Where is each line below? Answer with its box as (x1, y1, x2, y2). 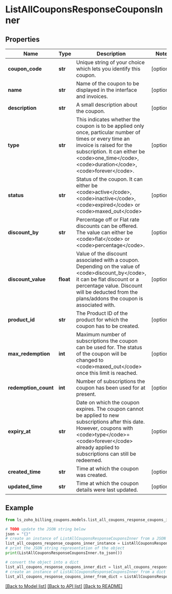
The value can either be (76, 229, 133, 236)
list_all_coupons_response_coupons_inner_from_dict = (5, 574, 123, 579)
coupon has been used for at (76, 384, 146, 391)
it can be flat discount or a (76, 276, 139, 283)
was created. (76, 471, 107, 478)
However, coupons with (76, 425, 133, 432)
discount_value (8, 276, 46, 283)
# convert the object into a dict (5, 560, 79, 565)
